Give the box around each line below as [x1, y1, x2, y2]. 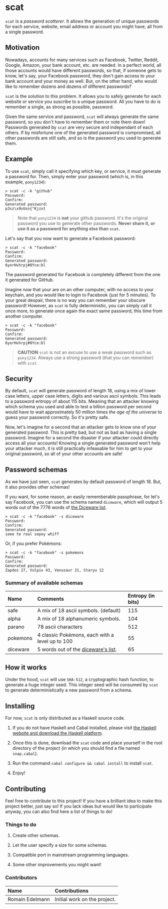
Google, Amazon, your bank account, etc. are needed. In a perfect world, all [5, 62, 161, 68]
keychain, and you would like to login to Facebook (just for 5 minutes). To [5, 292, 156, 298]
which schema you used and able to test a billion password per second [5, 404, 151, 410]
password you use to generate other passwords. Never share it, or [17, 220, 155, 226]
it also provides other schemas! [5, 484, 70, 490]
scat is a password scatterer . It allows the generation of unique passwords [5, 18, 159, 24]
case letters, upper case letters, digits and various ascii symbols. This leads [5, 393, 161, 399]
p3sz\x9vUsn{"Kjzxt [5, 206, 46, 211]
